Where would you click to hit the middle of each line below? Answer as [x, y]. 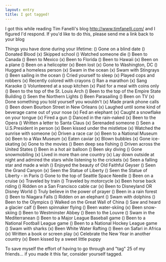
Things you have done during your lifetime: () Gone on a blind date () [75, 49]
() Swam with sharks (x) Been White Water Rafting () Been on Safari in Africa [83, 228]
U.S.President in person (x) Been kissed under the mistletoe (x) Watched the [83, 128]
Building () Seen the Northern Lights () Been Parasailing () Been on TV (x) [80, 96]
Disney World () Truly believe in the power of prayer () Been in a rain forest [81, 191]
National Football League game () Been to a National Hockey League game [81, 223]
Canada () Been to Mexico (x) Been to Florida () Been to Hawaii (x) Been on [82, 59]
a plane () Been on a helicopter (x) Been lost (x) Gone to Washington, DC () [81, 65]
